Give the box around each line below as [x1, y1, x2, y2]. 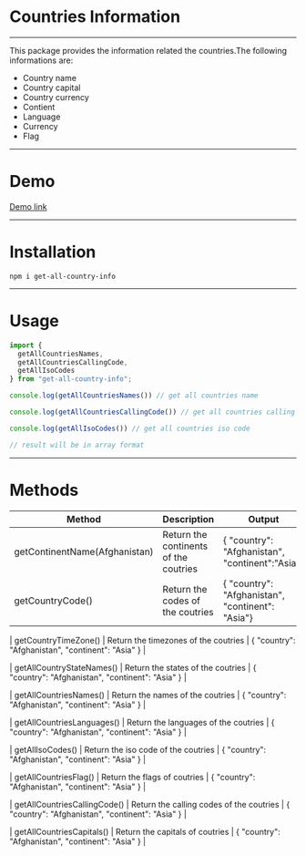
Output [248, 512, 280, 525]
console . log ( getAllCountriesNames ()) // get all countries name [9, 391, 259, 400]
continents [162, 540, 208, 552]
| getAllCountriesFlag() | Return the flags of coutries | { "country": [9, 771, 256, 782]
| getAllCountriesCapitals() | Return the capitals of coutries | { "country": [9, 826, 280, 837]
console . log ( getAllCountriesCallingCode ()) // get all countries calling [9, 407, 296, 417]
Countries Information [9, 6, 180, 27]
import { [9, 340, 43, 350]
